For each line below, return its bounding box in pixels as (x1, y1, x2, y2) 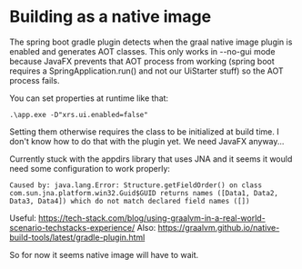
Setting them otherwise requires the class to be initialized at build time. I (9, 125, 279, 137)
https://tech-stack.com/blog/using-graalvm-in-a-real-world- (37, 212, 266, 224)
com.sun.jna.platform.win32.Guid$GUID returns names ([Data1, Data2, (9, 188, 279, 197)
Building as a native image (9, 6, 212, 27)
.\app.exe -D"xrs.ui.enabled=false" (9, 110, 148, 119)
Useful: (9, 212, 36, 224)
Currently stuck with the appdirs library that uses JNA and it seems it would (9, 153, 293, 164)
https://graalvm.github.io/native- (157, 222, 280, 233)
